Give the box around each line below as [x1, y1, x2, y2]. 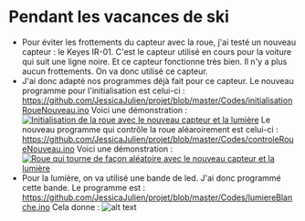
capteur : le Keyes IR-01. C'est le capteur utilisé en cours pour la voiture [21, 46, 292, 57]
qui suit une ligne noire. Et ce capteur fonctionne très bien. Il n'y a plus [21, 56, 288, 67]
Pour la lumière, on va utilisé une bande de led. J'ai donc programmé [21, 172, 282, 184]
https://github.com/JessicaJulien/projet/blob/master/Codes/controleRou [21, 133, 294, 144]
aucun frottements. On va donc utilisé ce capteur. [21, 66, 208, 77]
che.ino [21, 201, 51, 212]
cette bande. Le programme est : [21, 182, 146, 193]
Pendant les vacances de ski [8, 6, 229, 27]
